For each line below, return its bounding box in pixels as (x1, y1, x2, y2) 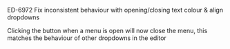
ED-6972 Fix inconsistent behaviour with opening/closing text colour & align (7, 6, 223, 14)
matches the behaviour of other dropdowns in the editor (7, 34, 167, 42)
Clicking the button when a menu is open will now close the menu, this (7, 27, 208, 35)
